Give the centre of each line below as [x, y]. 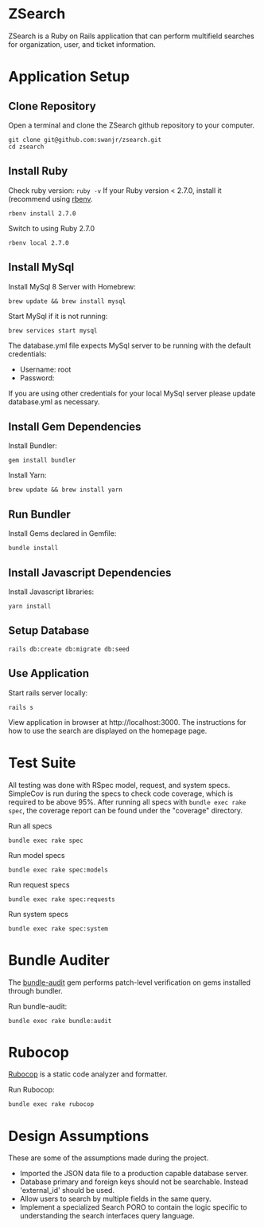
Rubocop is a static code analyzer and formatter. [88, 1074]
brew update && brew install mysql [67, 301]
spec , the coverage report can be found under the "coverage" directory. [126, 810]
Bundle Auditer [59, 960]
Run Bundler [39, 514]
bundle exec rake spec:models [58, 870]
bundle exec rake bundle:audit [60, 1021]
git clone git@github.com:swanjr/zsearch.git [85, 140]
